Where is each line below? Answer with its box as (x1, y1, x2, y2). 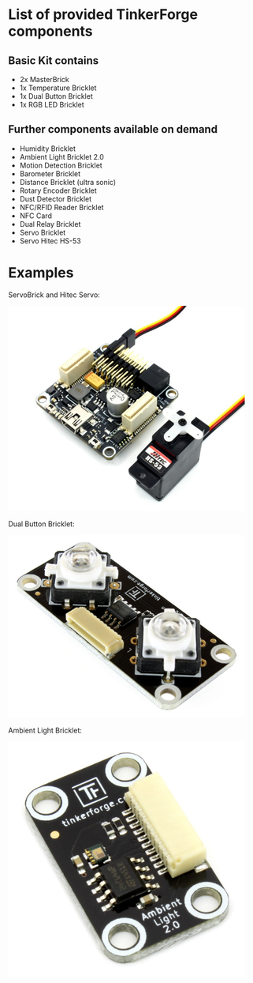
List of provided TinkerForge (8, 6, 199, 24)
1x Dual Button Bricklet (19, 92, 93, 100)
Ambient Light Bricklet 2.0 (19, 152, 105, 161)
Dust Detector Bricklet (19, 194, 92, 203)
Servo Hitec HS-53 (19, 235, 81, 246)
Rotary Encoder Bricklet (19, 186, 97, 195)
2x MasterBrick (19, 75, 69, 84)
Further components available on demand (8, 122, 218, 136)
